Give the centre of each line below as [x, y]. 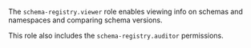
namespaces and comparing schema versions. [85, 20]
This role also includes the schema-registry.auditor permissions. [116, 36]
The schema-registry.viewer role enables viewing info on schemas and [125, 12]
